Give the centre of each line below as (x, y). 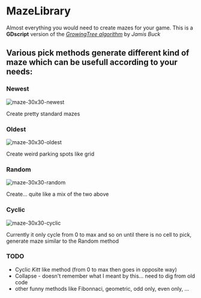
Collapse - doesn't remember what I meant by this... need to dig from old (105, 276)
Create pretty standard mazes (43, 114)
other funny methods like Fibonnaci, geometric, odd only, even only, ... (102, 288)
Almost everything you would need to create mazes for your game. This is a (100, 28)
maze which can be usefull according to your (92, 62)
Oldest (16, 129)
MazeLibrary (38, 11)
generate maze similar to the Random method (62, 241)
